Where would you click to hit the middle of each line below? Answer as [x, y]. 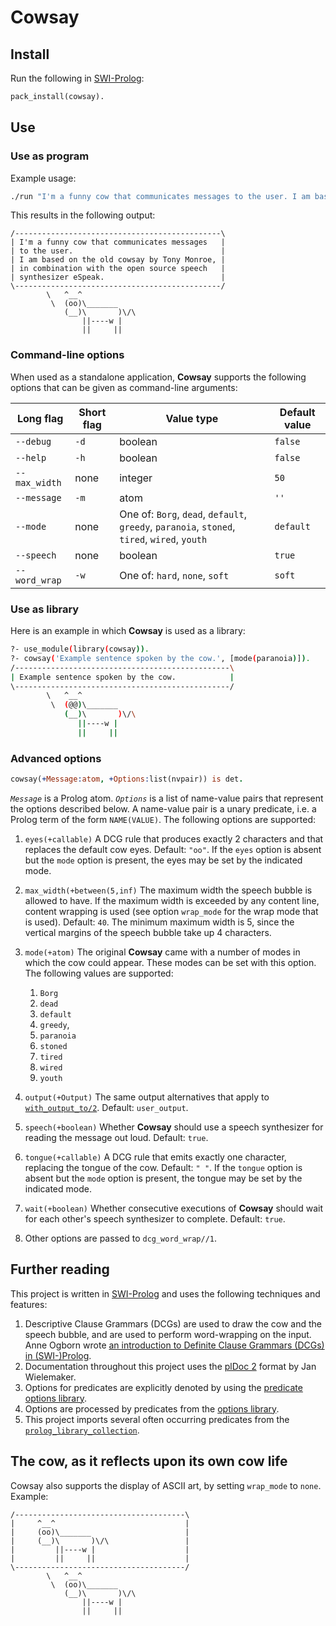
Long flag [40, 418]
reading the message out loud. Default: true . [116, 1137]
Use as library [45, 609]
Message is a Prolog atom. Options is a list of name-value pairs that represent [167, 798]
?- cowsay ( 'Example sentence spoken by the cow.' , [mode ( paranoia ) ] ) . [160, 658]
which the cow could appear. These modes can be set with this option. [170, 962]
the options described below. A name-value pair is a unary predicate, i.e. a [163, 808]
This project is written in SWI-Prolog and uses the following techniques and [165, 1293]
